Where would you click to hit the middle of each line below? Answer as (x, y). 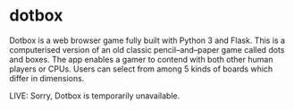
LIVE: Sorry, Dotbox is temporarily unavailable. (95, 96)
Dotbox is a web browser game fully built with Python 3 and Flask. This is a (147, 40)
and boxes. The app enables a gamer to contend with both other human (141, 59)
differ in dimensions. (47, 78)
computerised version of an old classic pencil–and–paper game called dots (147, 49)
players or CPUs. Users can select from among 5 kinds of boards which (141, 69)
